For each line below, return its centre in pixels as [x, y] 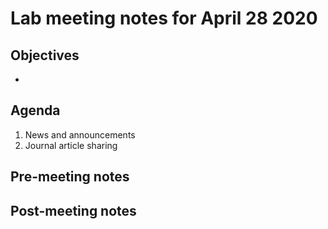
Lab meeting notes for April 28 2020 [164, 18]
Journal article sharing [71, 145]
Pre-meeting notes [70, 177]
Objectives [45, 55]
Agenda [35, 110]
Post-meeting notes [73, 210]
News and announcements [80, 134]
